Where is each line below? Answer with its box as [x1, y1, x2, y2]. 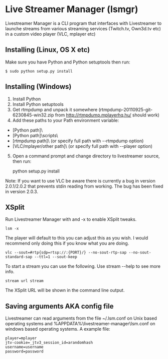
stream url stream [5, 278, 44, 283]
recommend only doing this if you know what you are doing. [5, 241, 129, 247]
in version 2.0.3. [5, 188, 39, 195]
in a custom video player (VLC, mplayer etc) [5, 31, 96, 37]
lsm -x [5, 226, 19, 231]
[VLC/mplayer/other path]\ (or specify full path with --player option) [12, 143, 153, 149]
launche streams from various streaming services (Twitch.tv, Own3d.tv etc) [5, 25, 161, 31]
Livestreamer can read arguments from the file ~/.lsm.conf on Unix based [5, 315, 157, 321]
